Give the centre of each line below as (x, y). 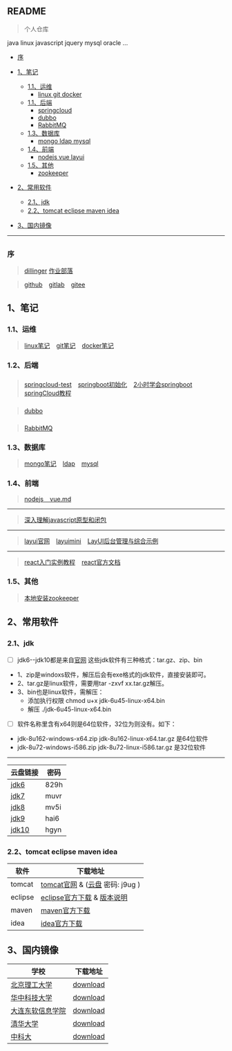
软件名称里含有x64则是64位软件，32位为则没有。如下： (97, 724)
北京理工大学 (32, 985)
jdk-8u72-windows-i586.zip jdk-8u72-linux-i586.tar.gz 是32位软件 (111, 747)
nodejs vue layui (61, 157)
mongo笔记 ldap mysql (61, 464)
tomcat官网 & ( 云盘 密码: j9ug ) (90, 884)
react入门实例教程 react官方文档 (72, 562)
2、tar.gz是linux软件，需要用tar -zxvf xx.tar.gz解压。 (92, 683)
